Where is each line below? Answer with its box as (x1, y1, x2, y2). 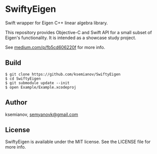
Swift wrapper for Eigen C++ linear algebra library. (5, 20, 108, 26)
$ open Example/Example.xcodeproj (5, 85, 77, 90)
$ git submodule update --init (5, 80, 70, 85)
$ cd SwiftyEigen (5, 76, 41, 81)
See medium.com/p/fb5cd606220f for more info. (5, 44, 105, 50)
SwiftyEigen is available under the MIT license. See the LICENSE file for (5, 139, 151, 145)
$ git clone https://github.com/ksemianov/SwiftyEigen (5, 72, 121, 77)
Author (5, 98, 27, 107)
